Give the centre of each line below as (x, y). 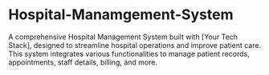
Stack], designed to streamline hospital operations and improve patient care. (135, 45)
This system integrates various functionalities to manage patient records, (129, 53)
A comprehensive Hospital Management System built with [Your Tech (123, 37)
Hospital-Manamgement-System (121, 15)
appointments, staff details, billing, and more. (83, 62)
